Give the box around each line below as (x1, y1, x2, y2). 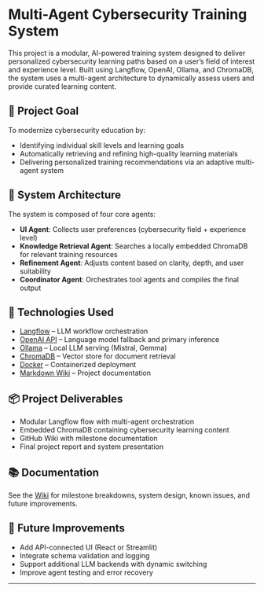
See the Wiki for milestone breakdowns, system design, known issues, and (8, 491, 250, 500)
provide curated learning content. (8, 81, 116, 91)
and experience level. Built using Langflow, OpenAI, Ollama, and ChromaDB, (8, 64, 254, 74)
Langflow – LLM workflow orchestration (19, 326, 148, 336)
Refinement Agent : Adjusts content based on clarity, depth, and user (19, 258, 244, 267)
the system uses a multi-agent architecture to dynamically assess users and (8, 73, 255, 83)
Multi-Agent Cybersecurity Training (8, 6, 247, 24)
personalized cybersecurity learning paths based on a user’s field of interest (8, 57, 255, 66)
